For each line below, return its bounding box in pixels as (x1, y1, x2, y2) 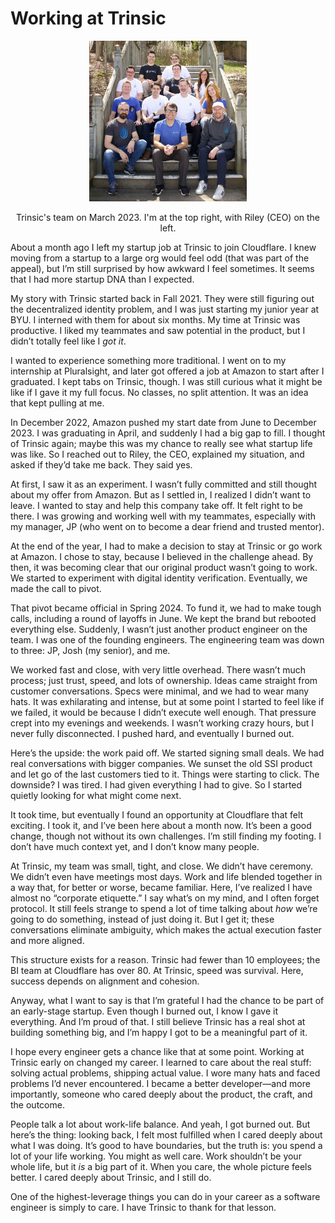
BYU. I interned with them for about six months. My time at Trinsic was (10, 313, 301, 326)
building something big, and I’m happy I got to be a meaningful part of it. (10, 1026, 308, 1038)
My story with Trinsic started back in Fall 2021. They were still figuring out (10, 292, 315, 304)
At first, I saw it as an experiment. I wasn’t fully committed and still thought (10, 478, 318, 490)
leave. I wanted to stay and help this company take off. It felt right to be (10, 499, 303, 511)
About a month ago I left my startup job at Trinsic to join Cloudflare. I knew (10, 241, 317, 253)
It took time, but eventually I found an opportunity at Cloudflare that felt (10, 808, 304, 821)
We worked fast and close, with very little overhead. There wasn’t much (10, 663, 306, 676)
